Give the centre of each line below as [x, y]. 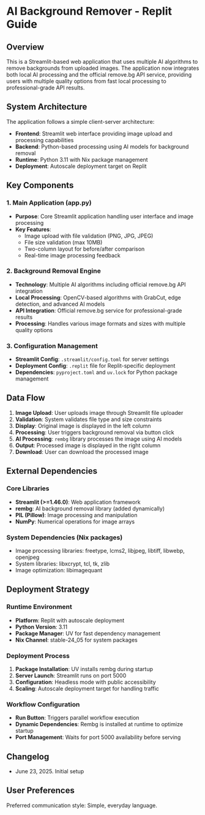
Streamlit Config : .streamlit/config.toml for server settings [92, 359]
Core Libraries [28, 488]
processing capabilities [44, 140]
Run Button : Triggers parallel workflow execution [77, 718]
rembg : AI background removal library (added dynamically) [90, 508]
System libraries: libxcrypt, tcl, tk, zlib [62, 563]
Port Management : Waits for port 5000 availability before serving [98, 737]
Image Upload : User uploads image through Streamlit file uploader [99, 412]
